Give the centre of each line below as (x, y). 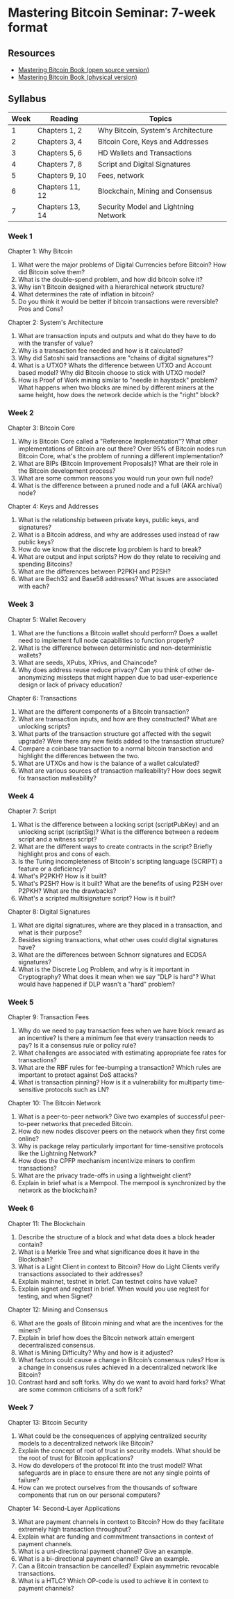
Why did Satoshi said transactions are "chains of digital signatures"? (116, 358)
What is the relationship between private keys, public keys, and (108, 520)
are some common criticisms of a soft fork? (80, 1389)
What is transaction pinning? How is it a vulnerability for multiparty (113, 1082)
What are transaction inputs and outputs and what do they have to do (117, 336)
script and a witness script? (57, 839)
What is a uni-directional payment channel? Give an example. (106, 1551)
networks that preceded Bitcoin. (87, 1124)
